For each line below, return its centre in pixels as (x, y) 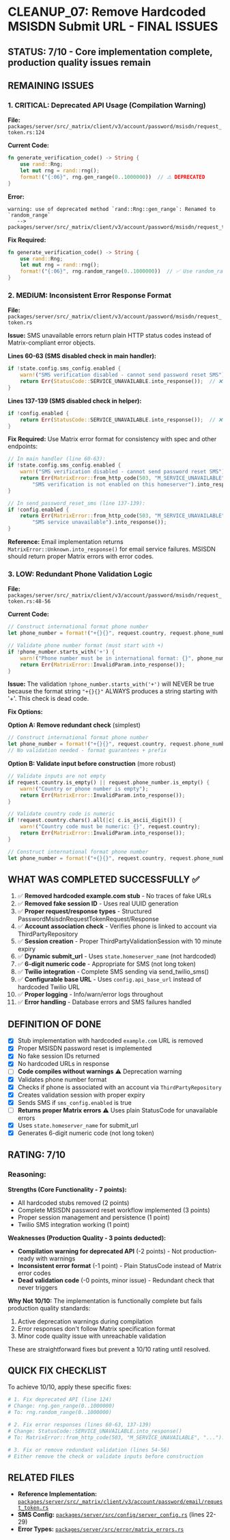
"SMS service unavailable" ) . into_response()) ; (100, 522)
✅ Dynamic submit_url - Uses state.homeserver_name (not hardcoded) (117, 956)
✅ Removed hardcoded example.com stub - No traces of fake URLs (114, 896)
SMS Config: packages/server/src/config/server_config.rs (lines (111, 1515)
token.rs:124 (26, 133)
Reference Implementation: (57, 1494)
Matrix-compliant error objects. (52, 343)
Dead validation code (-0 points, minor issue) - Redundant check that (116, 1280)
